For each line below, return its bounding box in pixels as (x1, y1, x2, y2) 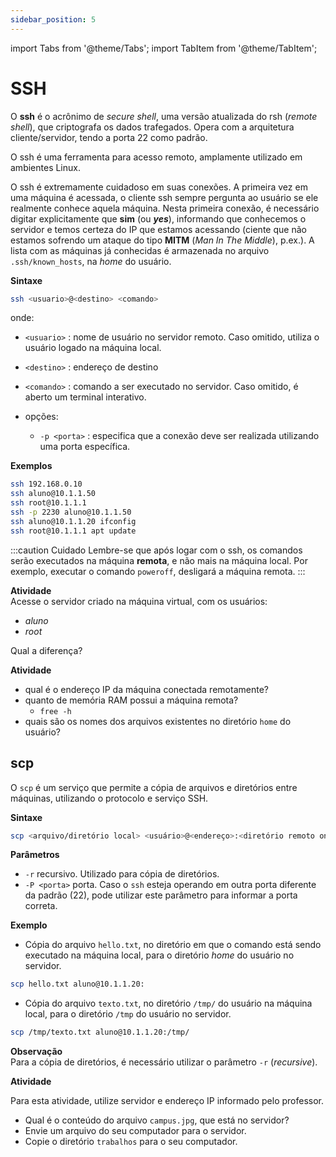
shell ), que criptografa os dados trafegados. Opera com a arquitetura (10, 121, 295, 133)
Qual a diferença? (10, 644, 83, 656)
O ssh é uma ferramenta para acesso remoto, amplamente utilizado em (10, 151, 303, 163)
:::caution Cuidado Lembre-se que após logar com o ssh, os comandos (10, 544, 303, 556)
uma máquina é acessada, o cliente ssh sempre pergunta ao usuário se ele (10, 191, 319, 203)
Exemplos (10, 460, 53, 472)
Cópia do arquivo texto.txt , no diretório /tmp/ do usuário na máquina (24, 997, 313, 1010)
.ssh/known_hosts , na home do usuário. (10, 255, 172, 267)
